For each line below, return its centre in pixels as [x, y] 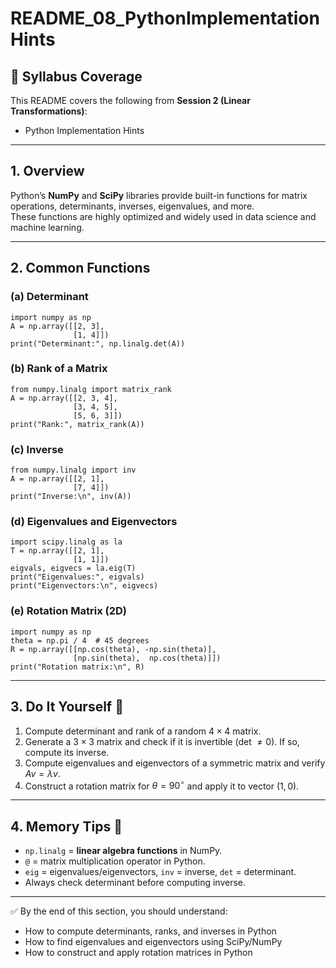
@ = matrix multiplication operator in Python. [115, 861]
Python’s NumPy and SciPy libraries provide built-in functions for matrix [159, 195]
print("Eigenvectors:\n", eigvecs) [84, 586]
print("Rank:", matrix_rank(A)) [77, 424]
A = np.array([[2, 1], [57, 479]
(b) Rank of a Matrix [59, 369]
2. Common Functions [80, 268]
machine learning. [47, 227]
